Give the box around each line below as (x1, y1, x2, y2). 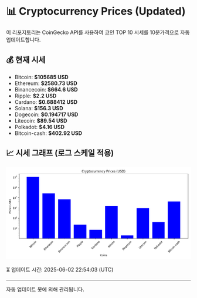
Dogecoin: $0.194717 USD (14, 111, 79, 118)
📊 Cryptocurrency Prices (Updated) (6, 5, 186, 18)
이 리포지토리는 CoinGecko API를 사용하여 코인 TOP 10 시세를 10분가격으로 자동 (6, 29, 190, 36)
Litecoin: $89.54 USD (14, 117, 67, 124)
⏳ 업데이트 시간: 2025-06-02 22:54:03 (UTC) (6, 266, 114, 273)
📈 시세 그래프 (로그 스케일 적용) (6, 148, 114, 158)
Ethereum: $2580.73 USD (14, 80, 77, 87)
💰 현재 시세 (6, 55, 46, 65)
